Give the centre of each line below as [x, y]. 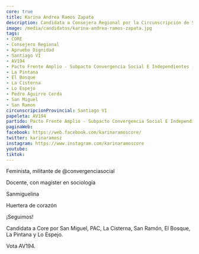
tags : [13, 34]
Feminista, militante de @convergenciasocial [60, 171]
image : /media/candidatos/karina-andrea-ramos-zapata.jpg [79, 28]
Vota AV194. [21, 246]
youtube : [17, 149]
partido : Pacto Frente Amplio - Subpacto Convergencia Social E [87, 122]
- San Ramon [21, 105]
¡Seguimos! [20, 217]
